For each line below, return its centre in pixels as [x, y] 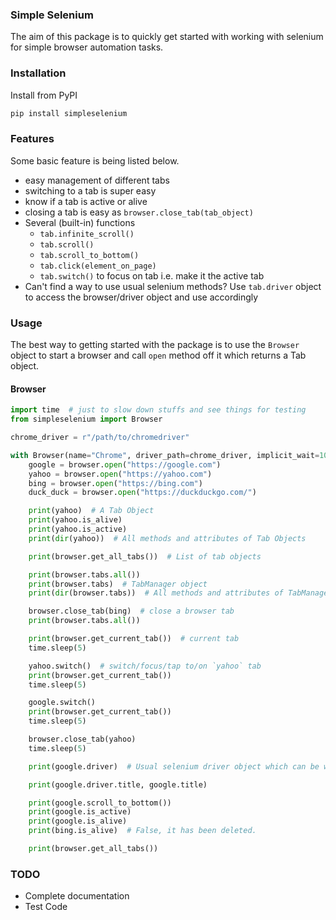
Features [32, 139]
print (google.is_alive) [78, 821]
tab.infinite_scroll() [87, 234]
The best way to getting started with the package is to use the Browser [155, 345]
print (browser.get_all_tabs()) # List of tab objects [145, 556]
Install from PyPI [44, 95]
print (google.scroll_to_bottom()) [100, 803]
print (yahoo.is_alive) [75, 520]
